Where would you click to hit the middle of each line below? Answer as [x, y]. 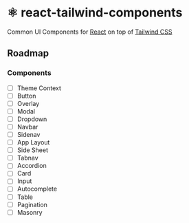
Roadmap [28, 53]
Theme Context [39, 88]
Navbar [27, 127]
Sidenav [29, 135]
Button [26, 96]
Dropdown [32, 119]
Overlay [28, 103]
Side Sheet [32, 150]
